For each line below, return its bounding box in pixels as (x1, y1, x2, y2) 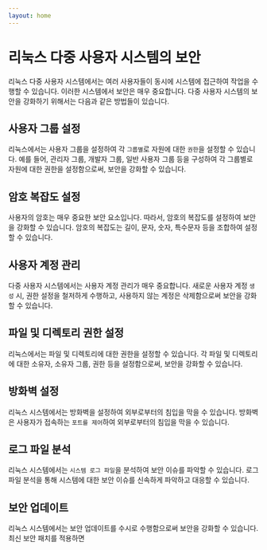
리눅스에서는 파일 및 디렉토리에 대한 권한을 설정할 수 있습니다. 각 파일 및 (8, 348, 230, 359)
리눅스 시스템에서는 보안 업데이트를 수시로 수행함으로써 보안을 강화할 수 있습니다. (8, 524, 259, 533)
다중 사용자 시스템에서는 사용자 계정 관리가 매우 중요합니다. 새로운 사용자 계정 (8, 281, 248, 290)
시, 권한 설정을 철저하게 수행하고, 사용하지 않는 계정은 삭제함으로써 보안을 (15, 291, 242, 300)
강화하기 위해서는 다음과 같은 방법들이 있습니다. (22, 96, 169, 106)
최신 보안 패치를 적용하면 (8, 533, 85, 543)
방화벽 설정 (8, 384, 60, 399)
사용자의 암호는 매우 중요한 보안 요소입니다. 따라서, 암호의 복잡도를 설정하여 (8, 213, 242, 222)
